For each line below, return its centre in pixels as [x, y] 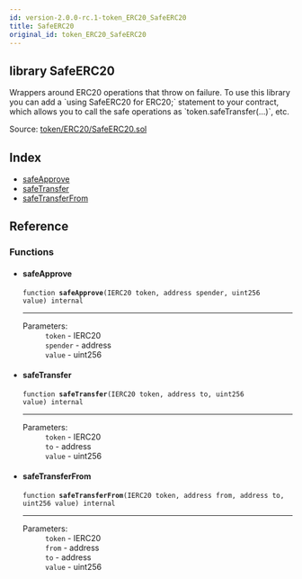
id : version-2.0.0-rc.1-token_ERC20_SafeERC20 [98, 18]
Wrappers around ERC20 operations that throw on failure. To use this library [150, 93]
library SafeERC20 [62, 71]
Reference [39, 226]
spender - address [78, 345]
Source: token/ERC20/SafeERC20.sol [78, 129]
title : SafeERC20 [42, 26]
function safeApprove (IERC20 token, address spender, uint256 [141, 293]
